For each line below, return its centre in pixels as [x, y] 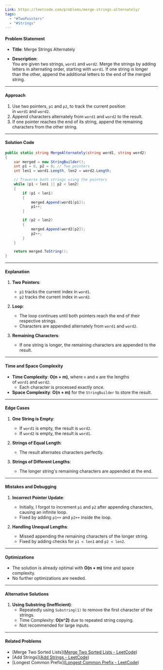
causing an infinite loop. [43, 512]
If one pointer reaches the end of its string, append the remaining [77, 122]
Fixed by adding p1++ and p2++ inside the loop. [65, 517]
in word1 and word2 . [31, 111]
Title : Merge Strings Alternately [43, 50]
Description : [25, 59]
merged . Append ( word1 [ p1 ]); [58, 202]
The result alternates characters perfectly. [61, 452]
